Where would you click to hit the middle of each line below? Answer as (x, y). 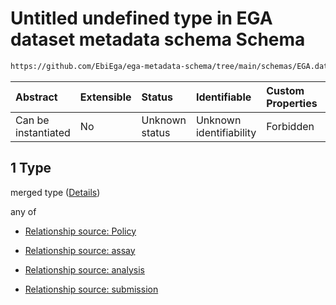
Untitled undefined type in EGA (141, 18)
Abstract (36, 97)
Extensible (105, 97)
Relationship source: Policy (80, 231)
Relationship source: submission (91, 289)
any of (23, 211)
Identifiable (223, 97)
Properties (292, 103)
